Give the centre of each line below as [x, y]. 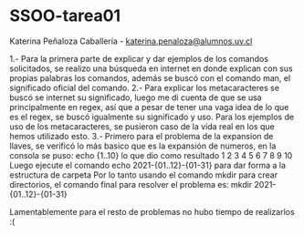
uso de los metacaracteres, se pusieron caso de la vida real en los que [142, 126]
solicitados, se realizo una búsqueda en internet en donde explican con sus [152, 68]
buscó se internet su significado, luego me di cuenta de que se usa [136, 97]
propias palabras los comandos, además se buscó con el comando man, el [150, 77]
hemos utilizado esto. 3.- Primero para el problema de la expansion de [142, 136]
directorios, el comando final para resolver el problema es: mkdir [131, 184]
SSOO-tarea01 [65, 16]
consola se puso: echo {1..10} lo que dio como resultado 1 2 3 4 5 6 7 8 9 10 [151, 155]
